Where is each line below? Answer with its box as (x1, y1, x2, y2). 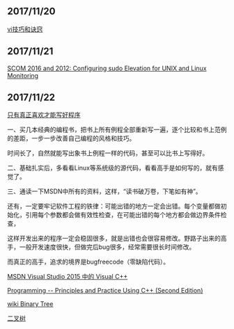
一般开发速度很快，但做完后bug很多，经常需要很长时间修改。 (19, 243, 196, 251)
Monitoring (7, 71, 39, 79)
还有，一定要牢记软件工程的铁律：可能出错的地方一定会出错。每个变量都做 (7, 202, 221, 211)
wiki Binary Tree (7, 300, 54, 308)
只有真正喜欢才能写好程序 (7, 111, 81, 119)
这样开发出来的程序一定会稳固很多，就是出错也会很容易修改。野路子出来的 (7, 234, 221, 243)
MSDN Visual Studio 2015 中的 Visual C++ (7, 273, 128, 281)
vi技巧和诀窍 (7, 24, 43, 33)
